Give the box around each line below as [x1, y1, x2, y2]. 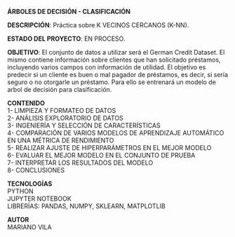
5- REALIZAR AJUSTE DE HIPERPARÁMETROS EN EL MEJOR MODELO [7, 144, 212, 151]
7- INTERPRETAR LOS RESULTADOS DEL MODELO [7, 158, 154, 167]
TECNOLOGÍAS [7, 180, 53, 188]
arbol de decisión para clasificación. [7, 86, 112, 93]
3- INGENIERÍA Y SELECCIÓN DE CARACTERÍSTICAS [7, 121, 161, 130]
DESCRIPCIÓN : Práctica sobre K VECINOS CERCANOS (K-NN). [7, 21, 189, 29]
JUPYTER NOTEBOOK [7, 194, 72, 203]
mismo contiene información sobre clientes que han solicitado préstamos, [7, 55, 221, 64]
